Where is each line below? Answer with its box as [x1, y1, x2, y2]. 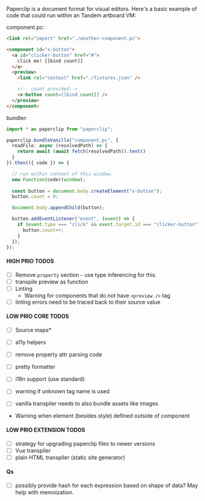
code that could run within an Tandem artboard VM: [6, 12, 136, 19]
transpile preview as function [15, 278, 88, 285]
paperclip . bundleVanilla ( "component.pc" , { [6, 137, 119, 143]
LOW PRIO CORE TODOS [6, 312, 70, 320]
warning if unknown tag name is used [15, 388, 110, 395]
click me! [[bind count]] [17, 58, 84, 64]
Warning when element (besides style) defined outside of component [15, 412, 190, 420]
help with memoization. [15, 489, 74, 496]
